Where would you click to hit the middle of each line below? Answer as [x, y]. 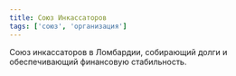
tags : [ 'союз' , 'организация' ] [68, 26]
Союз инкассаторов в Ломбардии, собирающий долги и [118, 52]
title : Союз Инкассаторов [58, 18]
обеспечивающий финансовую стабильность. [98, 62]
